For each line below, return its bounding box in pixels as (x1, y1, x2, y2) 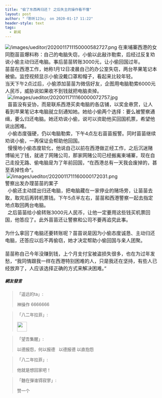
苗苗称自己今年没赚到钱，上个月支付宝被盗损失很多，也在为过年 (5, 251, 151, 257)
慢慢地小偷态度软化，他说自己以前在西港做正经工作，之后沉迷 (7, 145, 148, 151)
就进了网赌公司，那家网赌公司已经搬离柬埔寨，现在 (34, 152, 151, 158)
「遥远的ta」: (16, 291, 44, 297)
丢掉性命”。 (10, 167, 37, 173)
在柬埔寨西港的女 (118, 44, 157, 51)
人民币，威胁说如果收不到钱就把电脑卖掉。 (5, 88, 103, 94)
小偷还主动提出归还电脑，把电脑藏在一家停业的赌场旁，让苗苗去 (7, 188, 153, 194)
